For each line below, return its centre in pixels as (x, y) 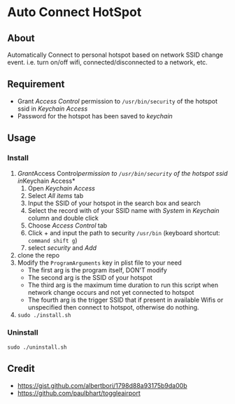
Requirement (36, 84)
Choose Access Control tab (67, 225)
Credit (21, 369)
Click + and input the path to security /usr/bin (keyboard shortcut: (124, 232)
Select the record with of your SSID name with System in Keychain (123, 210)
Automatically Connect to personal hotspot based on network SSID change (115, 55)
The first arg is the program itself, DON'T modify (98, 270)
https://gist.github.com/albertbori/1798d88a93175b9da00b (102, 385)
